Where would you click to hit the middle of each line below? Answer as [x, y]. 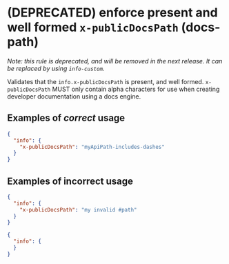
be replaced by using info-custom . [56, 68]
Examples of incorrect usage [70, 181]
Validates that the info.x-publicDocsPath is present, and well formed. [106, 81]
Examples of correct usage [66, 118]
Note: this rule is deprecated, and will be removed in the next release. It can [115, 61]
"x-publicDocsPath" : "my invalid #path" [78, 210]
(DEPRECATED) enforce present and [113, 13]
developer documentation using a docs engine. [74, 96]
